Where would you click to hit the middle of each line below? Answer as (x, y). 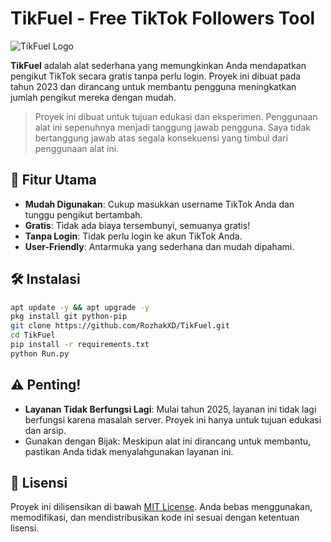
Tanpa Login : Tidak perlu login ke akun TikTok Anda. (133, 236)
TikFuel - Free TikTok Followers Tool (163, 18)
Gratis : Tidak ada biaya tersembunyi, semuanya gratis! (137, 225)
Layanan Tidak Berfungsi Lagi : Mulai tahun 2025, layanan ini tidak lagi (170, 409)
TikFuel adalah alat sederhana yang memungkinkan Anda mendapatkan (158, 65)
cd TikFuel (33, 335)
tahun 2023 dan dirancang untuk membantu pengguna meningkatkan (153, 86)
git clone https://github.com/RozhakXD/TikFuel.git (120, 326)
